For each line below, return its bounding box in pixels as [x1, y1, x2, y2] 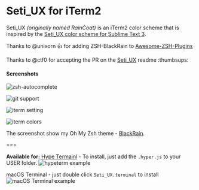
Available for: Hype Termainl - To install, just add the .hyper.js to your [6, 153, 181, 160]
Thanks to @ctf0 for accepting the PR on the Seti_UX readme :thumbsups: [6, 56, 189, 64]
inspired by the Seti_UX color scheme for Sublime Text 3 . [6, 30, 146, 37]
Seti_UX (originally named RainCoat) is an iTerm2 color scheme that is [6, 24, 179, 31]
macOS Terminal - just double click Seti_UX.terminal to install [6, 171, 159, 178]
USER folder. [6, 159, 38, 167]
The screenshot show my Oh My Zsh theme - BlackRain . [6, 130, 145, 137]
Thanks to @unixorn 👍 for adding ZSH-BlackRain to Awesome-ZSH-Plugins [6, 42, 193, 49]
